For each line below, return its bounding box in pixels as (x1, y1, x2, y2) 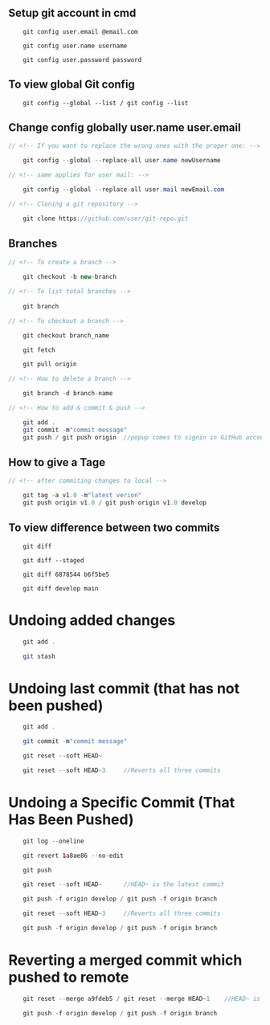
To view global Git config (8, 78, 135, 92)
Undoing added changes (8, 611, 176, 629)
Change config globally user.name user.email (8, 120, 241, 135)
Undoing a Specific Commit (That (8, 794, 235, 812)
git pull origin (22, 361, 78, 369)
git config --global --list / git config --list (22, 99, 189, 107)
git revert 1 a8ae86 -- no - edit (22, 851, 125, 860)
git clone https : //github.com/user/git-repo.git (22, 214, 189, 223)
